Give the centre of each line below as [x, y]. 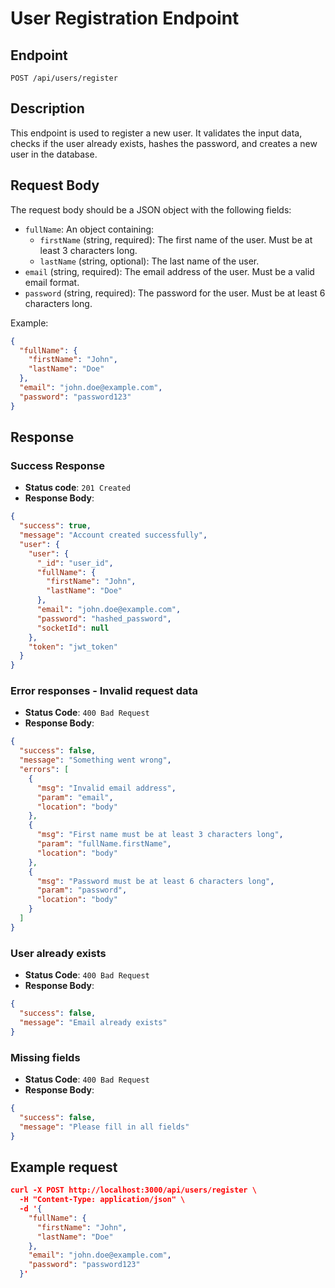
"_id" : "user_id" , [75, 563]
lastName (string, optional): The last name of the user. [149, 261]
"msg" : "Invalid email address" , [106, 788]
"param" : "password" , [82, 890]
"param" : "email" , [75, 797]
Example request [64, 1167]
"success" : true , [55, 526]
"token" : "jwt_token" [73, 647]
